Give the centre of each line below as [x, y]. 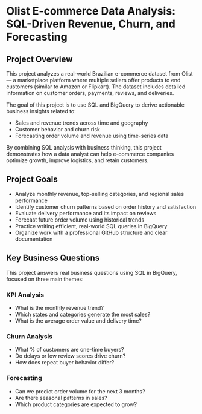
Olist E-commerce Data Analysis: [91, 11]
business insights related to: [41, 111]
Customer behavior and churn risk [58, 129]
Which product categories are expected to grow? [76, 404]
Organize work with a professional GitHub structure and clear [91, 232]
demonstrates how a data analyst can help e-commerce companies [90, 154]
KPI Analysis [25, 295]
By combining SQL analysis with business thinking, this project [84, 147]
